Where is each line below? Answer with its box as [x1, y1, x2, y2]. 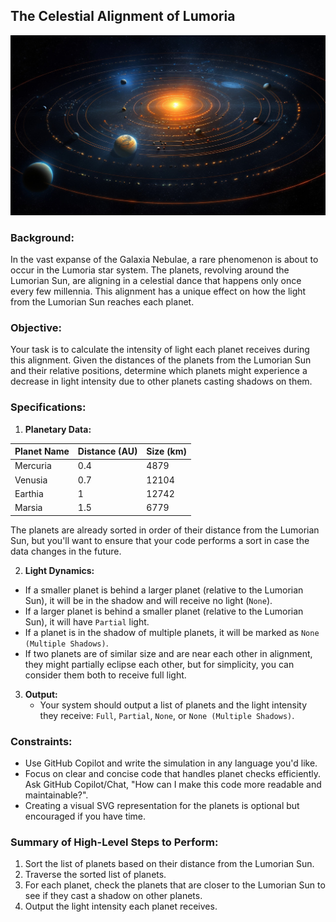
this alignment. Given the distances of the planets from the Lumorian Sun [10, 354, 312, 366]
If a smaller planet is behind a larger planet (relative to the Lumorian [24, 584, 304, 596]
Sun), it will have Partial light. [24, 615, 150, 628]
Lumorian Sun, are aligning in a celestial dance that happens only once [10, 275, 302, 287]
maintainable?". [24, 789, 89, 801]
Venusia [14, 474, 48, 486]
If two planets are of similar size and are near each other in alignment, [24, 647, 313, 659]
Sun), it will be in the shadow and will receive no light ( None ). [24, 594, 273, 606]
